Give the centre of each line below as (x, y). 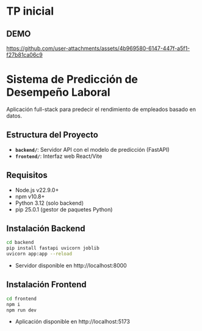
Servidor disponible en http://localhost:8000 (71, 265)
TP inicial (30, 11)
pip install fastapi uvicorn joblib (53, 248)
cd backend (20, 243)
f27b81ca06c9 (24, 55)
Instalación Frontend (46, 285)
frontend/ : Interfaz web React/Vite (59, 156)
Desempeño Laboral (59, 92)
